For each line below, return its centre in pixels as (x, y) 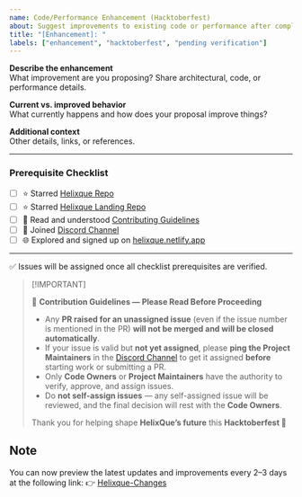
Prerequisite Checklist (59, 173)
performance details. (48, 87)
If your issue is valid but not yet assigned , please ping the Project (167, 348)
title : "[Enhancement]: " (58, 34)
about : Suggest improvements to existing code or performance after (140, 26)
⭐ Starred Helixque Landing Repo (84, 207)
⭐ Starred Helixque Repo (68, 193)
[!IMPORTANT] (59, 284)
